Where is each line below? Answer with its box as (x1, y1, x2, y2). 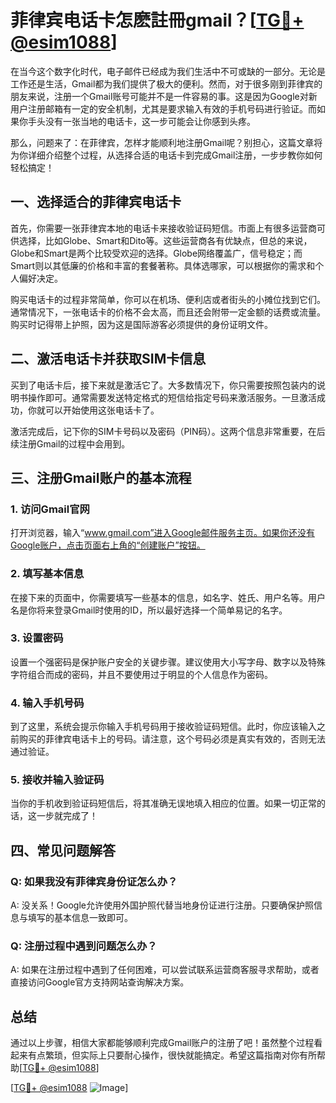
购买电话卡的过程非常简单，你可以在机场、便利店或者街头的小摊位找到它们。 (10, 293, 326, 305)
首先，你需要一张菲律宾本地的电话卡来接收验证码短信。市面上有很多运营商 (10, 222, 317, 234)
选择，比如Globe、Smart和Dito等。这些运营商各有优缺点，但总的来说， (18, 234, 313, 246)
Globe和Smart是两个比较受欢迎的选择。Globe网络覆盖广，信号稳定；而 (10, 247, 303, 259)
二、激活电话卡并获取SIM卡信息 (10, 351, 207, 368)
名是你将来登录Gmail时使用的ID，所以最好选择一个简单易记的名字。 (10, 604, 288, 616)
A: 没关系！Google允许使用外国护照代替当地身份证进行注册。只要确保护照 (10, 899, 315, 911)
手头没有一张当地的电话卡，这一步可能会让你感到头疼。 (27, 115, 256, 127)
